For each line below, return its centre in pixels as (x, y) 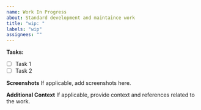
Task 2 (24, 71)
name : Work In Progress (37, 12)
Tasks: (15, 52)
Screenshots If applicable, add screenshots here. (69, 83)
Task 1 (23, 64)
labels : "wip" (24, 29)
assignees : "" (24, 35)
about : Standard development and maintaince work (71, 18)
